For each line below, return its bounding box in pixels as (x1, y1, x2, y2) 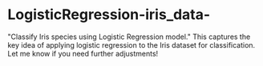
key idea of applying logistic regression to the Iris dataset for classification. (7, 40, 256, 49)
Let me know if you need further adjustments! (7, 49, 159, 58)
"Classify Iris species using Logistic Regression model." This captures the (7, 32, 251, 41)
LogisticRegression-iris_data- (7, 6, 211, 24)
